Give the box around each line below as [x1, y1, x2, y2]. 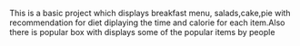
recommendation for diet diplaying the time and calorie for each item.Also [9, 17, 285, 28]
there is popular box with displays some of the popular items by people [9, 27, 275, 37]
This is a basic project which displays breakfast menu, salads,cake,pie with [9, 8, 291, 18]
